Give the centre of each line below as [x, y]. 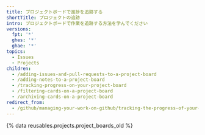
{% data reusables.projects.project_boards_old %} [70, 125]
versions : [19, 29]
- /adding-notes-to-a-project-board [58, 80]
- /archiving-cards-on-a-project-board [63, 97]
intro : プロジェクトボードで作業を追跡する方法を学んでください [77, 23]
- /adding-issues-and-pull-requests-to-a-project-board [84, 74]
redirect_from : [26, 102]
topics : [16, 52]
